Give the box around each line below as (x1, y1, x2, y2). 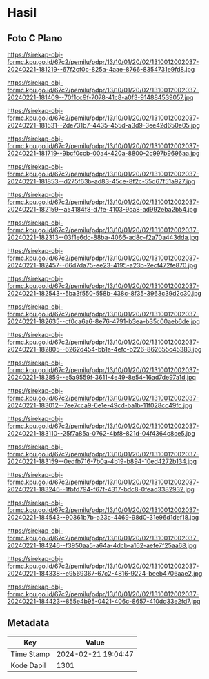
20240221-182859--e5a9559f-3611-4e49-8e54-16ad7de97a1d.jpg (7, 374, 197, 381)
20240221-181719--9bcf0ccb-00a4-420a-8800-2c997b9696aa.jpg (7, 150, 200, 157)
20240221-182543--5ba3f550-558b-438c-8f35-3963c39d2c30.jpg (7, 290, 202, 297)
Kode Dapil (10, 660, 46, 670)
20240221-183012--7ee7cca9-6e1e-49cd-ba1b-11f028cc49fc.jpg (7, 401, 193, 409)
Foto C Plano (7, 32, 63, 44)
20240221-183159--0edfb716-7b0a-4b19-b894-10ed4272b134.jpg (7, 457, 197, 465)
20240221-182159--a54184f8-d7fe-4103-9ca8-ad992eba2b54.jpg (7, 205, 197, 213)
